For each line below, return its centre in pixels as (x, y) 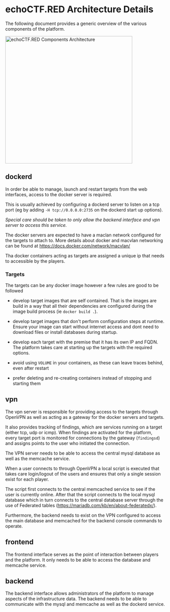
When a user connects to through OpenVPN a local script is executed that (82, 468)
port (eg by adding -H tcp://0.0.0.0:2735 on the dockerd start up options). (84, 209)
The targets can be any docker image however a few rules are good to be (82, 285)
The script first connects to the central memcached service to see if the (80, 489)
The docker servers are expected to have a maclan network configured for (83, 235)
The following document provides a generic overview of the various (76, 23)
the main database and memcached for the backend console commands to (84, 520)
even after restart (31, 368)
